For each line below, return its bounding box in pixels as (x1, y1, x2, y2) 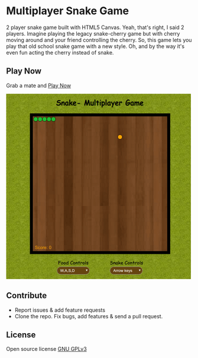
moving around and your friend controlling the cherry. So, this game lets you (6, 36, 192, 43)
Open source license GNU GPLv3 (6, 346, 87, 353)
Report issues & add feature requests (14, 306, 105, 314)
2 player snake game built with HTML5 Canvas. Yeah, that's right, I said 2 (6, 24, 184, 31)
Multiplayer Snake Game (6, 4, 129, 18)
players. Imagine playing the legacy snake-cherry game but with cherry (6, 30, 180, 37)
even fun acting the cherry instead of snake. (6, 49, 114, 56)
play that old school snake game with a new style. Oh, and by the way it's (6, 43, 185, 50)
